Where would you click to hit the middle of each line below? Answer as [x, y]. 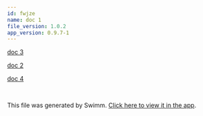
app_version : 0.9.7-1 [38, 33]
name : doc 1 [24, 20]
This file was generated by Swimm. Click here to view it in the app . [102, 105]
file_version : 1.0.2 [37, 26]
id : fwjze [21, 13]
